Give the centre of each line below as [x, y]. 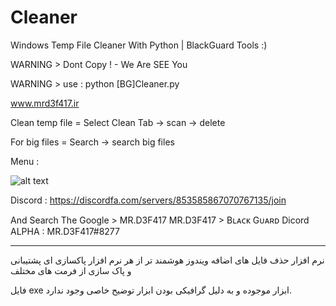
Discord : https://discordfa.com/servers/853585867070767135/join [148, 200]
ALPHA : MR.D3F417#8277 [65, 231]
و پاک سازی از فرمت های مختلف [71, 270]
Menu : [25, 161]
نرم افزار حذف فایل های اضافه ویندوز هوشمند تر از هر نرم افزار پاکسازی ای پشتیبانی [167, 260]
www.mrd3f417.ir [45, 103]
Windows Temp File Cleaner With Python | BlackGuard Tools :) [139, 45]
